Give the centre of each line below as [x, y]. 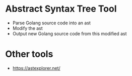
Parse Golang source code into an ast [51, 23]
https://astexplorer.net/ [36, 68]
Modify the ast [27, 28]
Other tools [29, 54]
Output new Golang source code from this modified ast [70, 33]
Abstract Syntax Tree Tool [61, 9]
